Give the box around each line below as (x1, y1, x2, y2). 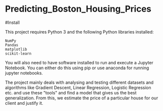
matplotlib (5, 47, 27, 52)
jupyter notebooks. (5, 70, 43, 76)
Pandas (5, 42, 19, 47)
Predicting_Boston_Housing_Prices (5, 3, 152, 15)
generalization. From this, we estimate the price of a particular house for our (5, 95, 159, 101)
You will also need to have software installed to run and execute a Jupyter (5, 59, 154, 65)
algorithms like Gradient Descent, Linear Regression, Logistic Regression (5, 84, 151, 91)
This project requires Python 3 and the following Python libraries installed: (5, 29, 154, 35)
